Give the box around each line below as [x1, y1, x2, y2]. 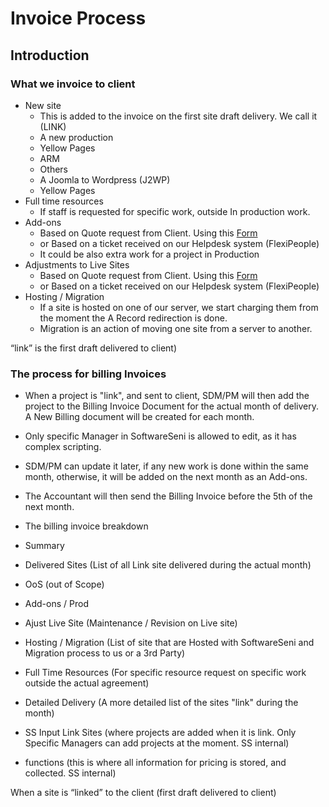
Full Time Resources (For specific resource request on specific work [24, 667, 307, 679]
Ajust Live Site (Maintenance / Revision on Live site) [24, 617, 238, 629]
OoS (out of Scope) [24, 578, 105, 591]
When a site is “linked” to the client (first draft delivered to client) [10, 787, 277, 799]
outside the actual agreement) [24, 677, 150, 689]
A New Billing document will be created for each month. [24, 411, 255, 423]
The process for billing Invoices [10, 367, 167, 381]
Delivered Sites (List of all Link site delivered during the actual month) [24, 559, 312, 571]
